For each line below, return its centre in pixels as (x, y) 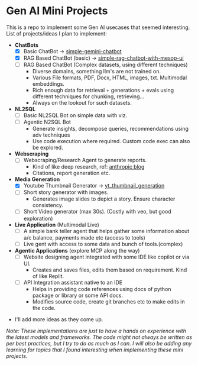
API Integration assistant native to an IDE (73, 282)
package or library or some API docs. (78, 295)
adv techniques (51, 135)
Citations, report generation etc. (71, 173)
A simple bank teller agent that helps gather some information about (106, 231)
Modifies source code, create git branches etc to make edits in (108, 301)
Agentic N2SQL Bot (47, 122)
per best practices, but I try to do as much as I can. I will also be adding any (99, 343)
